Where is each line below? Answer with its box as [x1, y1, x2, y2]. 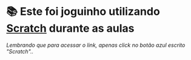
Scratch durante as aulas [6, 22, 135, 35]
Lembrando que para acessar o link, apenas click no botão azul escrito [6, 41, 186, 49]
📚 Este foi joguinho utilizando [6, 5, 161, 19]
